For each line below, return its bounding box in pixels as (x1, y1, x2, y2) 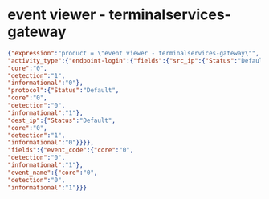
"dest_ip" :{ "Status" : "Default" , (7, 116, 116, 124)
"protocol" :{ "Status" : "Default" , (7, 87, 120, 95)
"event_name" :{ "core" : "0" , (7, 169, 98, 177)
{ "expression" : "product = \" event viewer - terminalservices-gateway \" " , (7, 49, 260, 57)
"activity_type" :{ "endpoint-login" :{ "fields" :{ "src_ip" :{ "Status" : (7, 56, 238, 65)
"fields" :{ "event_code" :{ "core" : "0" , (7, 146, 134, 154)
